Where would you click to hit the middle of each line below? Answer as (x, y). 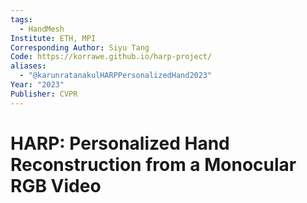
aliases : (28, 66)
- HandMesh (42, 29)
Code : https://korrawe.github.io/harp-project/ (111, 57)
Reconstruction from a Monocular (153, 164)
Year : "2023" (37, 85)
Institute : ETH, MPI (53, 38)
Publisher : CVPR (44, 94)
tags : (21, 19)
